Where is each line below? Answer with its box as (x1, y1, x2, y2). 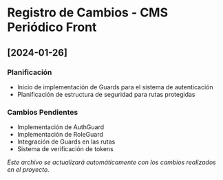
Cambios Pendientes (7, 107, 78, 117)
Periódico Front (7, 19, 97, 35)
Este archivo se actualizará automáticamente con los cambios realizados (7, 158, 217, 166)
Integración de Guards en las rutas (17, 137, 116, 146)
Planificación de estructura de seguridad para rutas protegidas (17, 90, 195, 98)
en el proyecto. (7, 166, 50, 174)
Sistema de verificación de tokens (17, 145, 114, 153)
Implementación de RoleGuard (17, 131, 103, 139)
